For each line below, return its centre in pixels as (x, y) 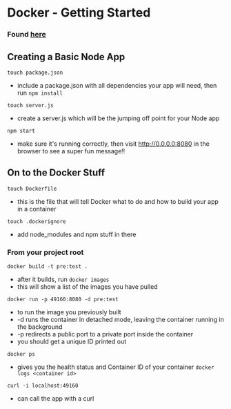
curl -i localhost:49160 (43, 386)
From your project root (46, 252)
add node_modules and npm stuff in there (77, 234)
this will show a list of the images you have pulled (87, 287)
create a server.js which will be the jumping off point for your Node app (118, 118)
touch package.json (35, 73)
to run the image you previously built (69, 312)
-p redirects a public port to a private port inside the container (105, 334)
